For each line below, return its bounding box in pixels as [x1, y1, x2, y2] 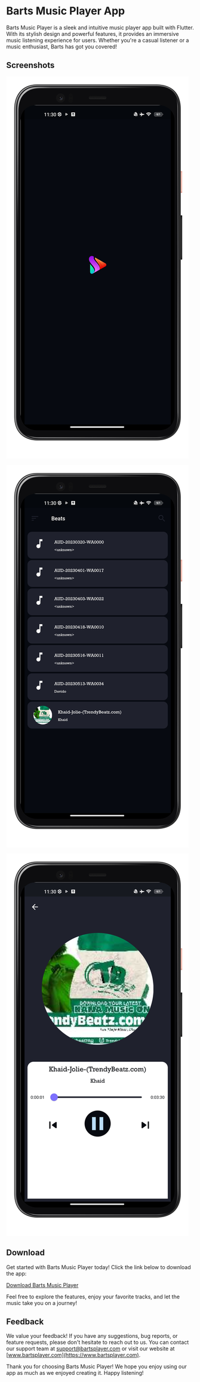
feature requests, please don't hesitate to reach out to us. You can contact [6, 1339, 189, 1346]
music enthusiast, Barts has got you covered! [6, 43, 118, 50]
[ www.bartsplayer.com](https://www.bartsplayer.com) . [6, 1352, 141, 1359]
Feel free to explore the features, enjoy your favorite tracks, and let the [6, 1293, 180, 1300]
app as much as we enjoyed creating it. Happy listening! [6, 1369, 144, 1377]
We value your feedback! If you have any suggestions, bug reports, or [6, 1332, 178, 1340]
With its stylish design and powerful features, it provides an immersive [6, 30, 179, 37]
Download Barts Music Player [6, 1281, 79, 1288]
